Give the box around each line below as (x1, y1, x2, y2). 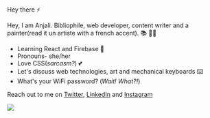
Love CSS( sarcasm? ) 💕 (16, 59, 82, 67)
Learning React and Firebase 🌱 (16, 45, 105, 53)
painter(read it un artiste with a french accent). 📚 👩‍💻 (7, 29, 156, 37)
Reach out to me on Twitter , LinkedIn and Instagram (7, 91, 153, 98)
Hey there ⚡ (7, 5, 41, 14)
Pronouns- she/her (16, 52, 71, 60)
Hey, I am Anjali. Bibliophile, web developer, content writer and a (7, 21, 189, 29)
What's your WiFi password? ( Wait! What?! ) (16, 77, 141, 85)
